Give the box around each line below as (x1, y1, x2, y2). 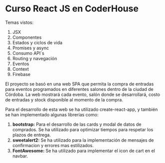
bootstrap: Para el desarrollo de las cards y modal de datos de (12, 121, 142, 127)
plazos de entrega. (12, 132, 51, 138)
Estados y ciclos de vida (12, 39, 63, 45)
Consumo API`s (12, 50, 45, 56)
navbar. (12, 153, 28, 159)
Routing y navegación (12, 55, 57, 61)
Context (12, 66, 29, 72)
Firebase (12, 71, 31, 77)
